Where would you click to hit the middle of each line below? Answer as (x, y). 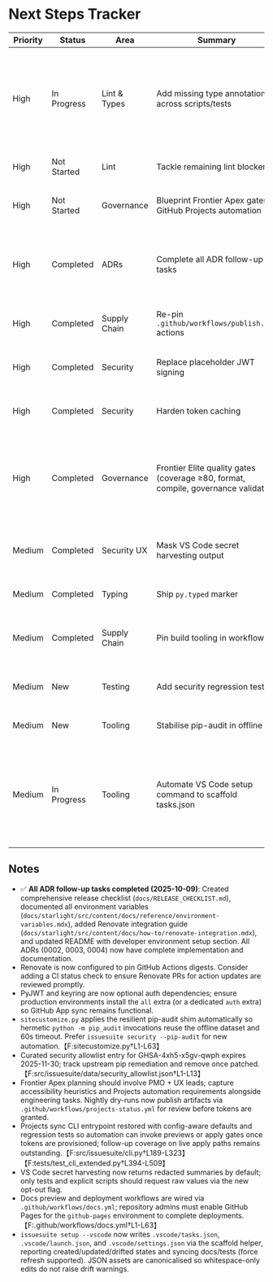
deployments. (221, 1215)
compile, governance (197, 488)
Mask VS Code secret (198, 545)
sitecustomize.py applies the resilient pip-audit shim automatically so (136, 1019)
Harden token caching (199, 410)
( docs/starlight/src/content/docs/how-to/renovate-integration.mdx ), (139, 932)
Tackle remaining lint (196, 166)
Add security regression (202, 686)
